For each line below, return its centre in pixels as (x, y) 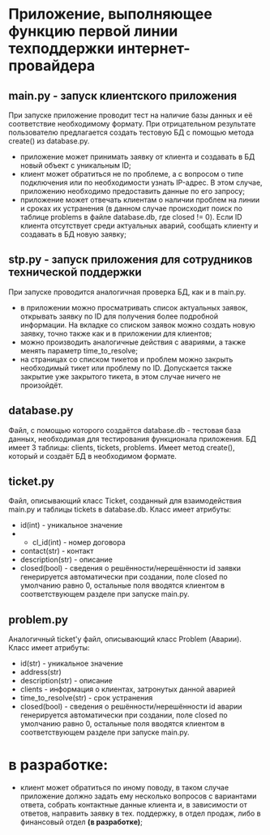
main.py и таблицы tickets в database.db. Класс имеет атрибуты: (120, 510)
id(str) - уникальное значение (71, 664)
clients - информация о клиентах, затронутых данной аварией (128, 689)
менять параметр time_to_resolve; (79, 350)
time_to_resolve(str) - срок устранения (86, 698)
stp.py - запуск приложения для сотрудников (131, 260)
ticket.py (32, 482)
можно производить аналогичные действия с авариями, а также (133, 342)
